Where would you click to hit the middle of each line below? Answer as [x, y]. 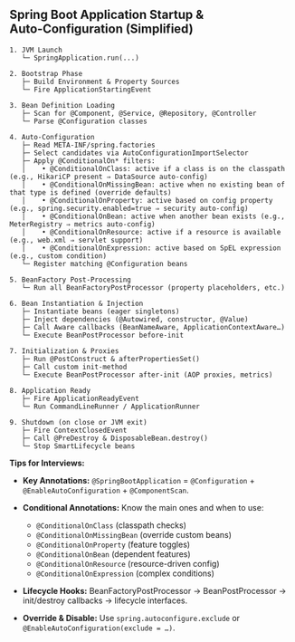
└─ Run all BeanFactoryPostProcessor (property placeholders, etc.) [153, 287]
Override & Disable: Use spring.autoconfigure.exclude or [131, 618]
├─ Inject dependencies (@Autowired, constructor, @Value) [135, 319]
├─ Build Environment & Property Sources [100, 81]
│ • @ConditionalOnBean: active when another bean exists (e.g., [153, 216]
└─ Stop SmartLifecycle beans [78, 446]
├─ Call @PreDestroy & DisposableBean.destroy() [114, 438]
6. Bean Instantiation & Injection [76, 303]
